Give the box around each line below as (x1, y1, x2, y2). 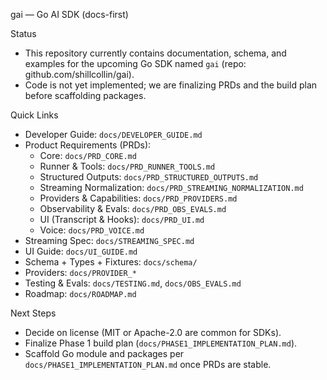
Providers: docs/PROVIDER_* (24, 267, 137, 278)
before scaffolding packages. (24, 90, 147, 101)
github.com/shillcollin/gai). (24, 69, 135, 80)
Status (10, 28, 37, 39)
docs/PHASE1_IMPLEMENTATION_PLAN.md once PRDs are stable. (24, 359, 272, 370)
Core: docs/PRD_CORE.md (39, 150, 137, 161)
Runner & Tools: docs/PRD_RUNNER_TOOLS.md (39, 160, 216, 172)
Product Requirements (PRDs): (24, 139, 152, 151)
